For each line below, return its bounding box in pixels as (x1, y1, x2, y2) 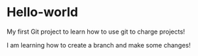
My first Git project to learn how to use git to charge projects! (6, 27, 185, 36)
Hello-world (6, 4, 79, 20)
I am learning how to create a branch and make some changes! (6, 41, 191, 49)
